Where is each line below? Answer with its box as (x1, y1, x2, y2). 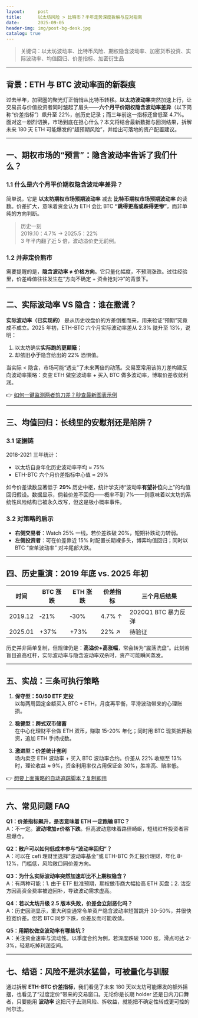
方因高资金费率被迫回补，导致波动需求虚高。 (6, 887, 115, 895)
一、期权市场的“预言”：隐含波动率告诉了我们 (6, 150, 170, 160)
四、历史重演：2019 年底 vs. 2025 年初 (6, 568, 148, 579)
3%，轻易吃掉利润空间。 (6, 942, 67, 949)
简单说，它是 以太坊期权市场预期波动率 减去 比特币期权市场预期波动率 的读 (6, 195, 187, 202)
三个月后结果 (141, 592, 177, 600)
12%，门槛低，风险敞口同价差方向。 (6, 860, 94, 867)
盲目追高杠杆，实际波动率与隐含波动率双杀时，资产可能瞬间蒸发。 (6, 651, 166, 659)
